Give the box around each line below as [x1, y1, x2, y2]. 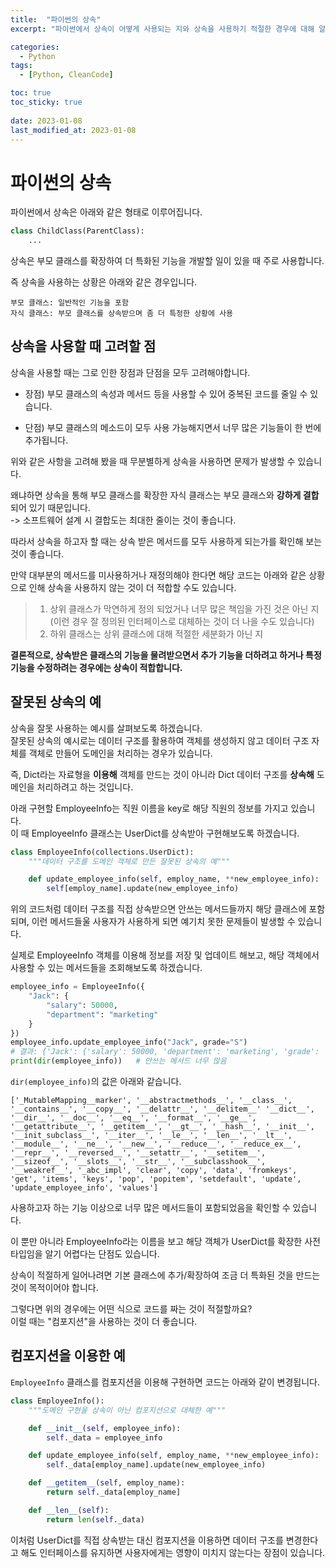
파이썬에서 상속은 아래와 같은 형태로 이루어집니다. [10, 206, 203, 218]
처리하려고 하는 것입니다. [36, 781, 134, 793]
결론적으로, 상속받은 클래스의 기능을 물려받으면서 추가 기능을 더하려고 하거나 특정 [10, 649, 322, 661]
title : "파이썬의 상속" [10, 14, 102, 25]
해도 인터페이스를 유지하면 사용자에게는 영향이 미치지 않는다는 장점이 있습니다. [20, 1546, 326, 1558]
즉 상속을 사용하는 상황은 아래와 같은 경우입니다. [10, 276, 198, 288]
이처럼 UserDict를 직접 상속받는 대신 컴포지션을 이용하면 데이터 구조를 [10, 1534, 284, 1546]
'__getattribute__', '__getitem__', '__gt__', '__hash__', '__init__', [10, 1122, 315, 1132]
